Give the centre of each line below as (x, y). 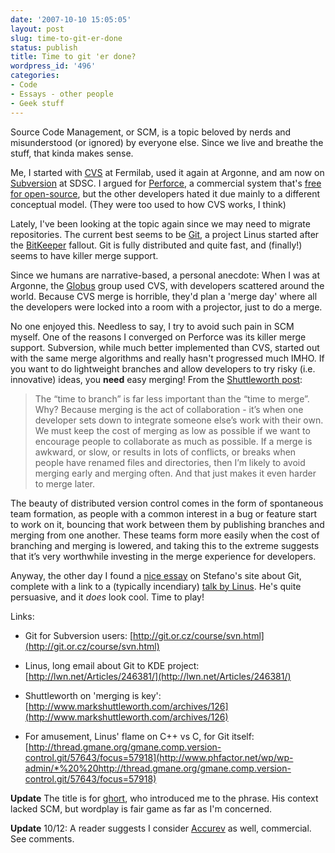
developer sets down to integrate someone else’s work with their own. (179, 420)
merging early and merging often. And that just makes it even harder (175, 473)
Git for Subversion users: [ (79, 635)
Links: (22, 616)
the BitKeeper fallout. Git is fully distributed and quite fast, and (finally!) (156, 245)
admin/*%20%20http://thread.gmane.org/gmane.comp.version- (158, 768)
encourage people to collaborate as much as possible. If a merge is (173, 441)
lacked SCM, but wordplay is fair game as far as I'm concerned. (141, 808)
